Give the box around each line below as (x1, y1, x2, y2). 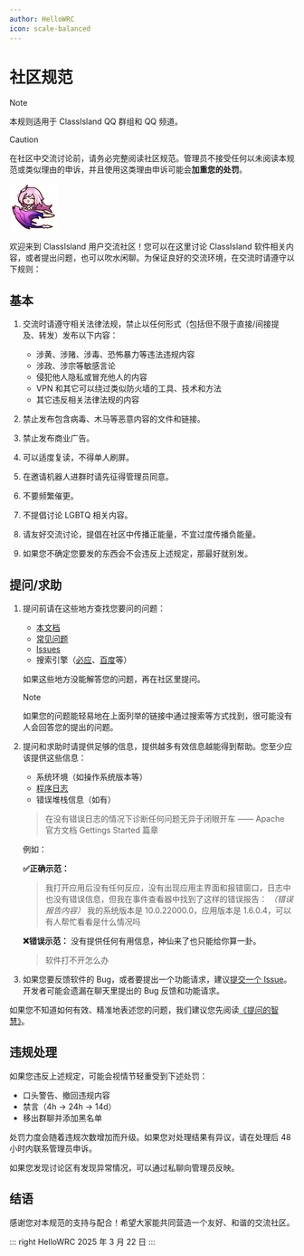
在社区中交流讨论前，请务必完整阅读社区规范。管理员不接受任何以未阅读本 (9, 153, 287, 164)
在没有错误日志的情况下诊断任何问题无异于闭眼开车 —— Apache (44, 814, 285, 824)
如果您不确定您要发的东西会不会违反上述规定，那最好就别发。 (22, 548, 253, 559)
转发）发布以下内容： (38, 330, 119, 341)
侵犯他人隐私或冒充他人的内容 (35, 372, 147, 383)
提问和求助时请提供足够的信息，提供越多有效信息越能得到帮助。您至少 (22, 741, 285, 752)
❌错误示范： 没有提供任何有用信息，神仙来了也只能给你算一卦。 (22, 936, 261, 947)
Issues (35, 643, 61, 655)
